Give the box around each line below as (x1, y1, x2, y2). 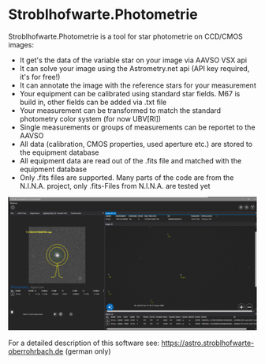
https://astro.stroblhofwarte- (161, 338, 255, 348)
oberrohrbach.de (8, 347, 64, 356)
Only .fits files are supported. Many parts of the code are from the (19, 172, 234, 182)
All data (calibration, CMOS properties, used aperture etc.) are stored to (19, 139, 253, 148)
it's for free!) (19, 72, 61, 81)
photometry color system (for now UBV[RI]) (19, 114, 162, 123)
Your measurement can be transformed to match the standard (19, 105, 222, 115)
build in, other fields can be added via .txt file (19, 97, 167, 107)
